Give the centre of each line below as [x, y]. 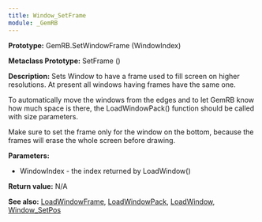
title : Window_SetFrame [47, 15]
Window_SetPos [35, 209]
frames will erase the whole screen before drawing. [92, 140]
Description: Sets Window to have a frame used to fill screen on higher [124, 76]
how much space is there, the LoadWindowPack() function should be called [131, 108]
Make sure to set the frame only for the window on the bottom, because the [131, 132]
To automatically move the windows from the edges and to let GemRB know [131, 100]
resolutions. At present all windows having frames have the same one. [122, 85]
